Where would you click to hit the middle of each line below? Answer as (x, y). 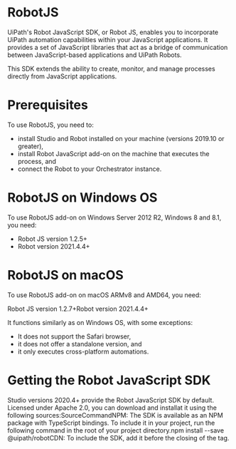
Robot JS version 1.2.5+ (52, 239)
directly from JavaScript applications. (62, 76)
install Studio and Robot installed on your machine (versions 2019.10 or (121, 138)
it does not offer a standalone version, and (80, 344)
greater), (31, 146)
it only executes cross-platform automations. (83, 351)
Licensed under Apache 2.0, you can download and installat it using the (112, 408)
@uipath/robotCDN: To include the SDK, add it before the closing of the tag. (118, 438)
